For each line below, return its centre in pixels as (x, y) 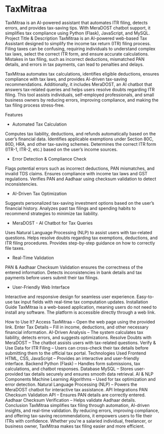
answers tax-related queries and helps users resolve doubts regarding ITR (80, 89)
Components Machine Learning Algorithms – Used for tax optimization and (80, 379)
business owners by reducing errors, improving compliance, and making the (82, 100)
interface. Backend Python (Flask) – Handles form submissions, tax (73, 363)
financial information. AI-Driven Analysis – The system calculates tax (74, 332)
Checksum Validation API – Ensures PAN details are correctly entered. (75, 395)
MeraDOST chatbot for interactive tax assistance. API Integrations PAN (76, 389)
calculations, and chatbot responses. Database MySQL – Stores (69, 369)
